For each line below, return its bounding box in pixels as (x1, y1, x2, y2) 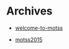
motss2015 (15, 36, 43, 43)
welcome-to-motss (15, 24, 63, 31)
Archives (6, 4, 53, 18)
